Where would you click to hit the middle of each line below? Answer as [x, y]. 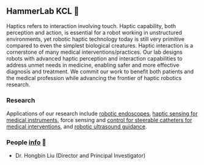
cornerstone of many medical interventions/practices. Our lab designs [95, 52]
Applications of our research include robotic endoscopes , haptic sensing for [102, 114]
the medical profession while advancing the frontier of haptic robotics [94, 78]
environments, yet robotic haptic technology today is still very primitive [96, 39]
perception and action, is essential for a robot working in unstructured [94, 32]
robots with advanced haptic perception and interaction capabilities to [94, 58]
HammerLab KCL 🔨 [43, 11]
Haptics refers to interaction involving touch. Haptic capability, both [91, 26]
